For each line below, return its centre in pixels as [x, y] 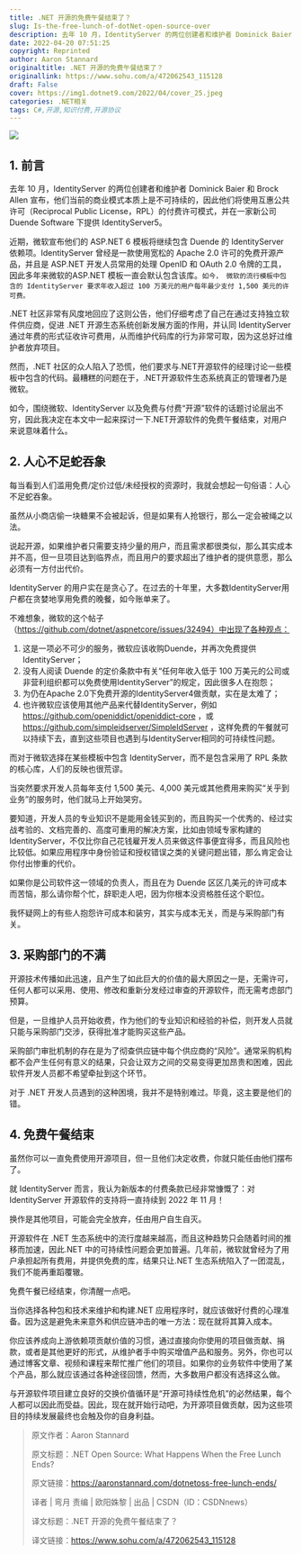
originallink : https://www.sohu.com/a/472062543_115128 [116, 77]
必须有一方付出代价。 [49, 568]
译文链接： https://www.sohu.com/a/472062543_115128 [133, 1540]
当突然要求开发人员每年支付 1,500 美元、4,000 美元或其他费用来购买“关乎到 [150, 788]
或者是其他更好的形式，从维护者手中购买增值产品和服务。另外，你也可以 [159, 1351]
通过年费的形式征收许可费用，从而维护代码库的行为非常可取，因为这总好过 [147, 336]
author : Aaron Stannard [54, 59]
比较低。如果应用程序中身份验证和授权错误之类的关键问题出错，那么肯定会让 [151, 852]
